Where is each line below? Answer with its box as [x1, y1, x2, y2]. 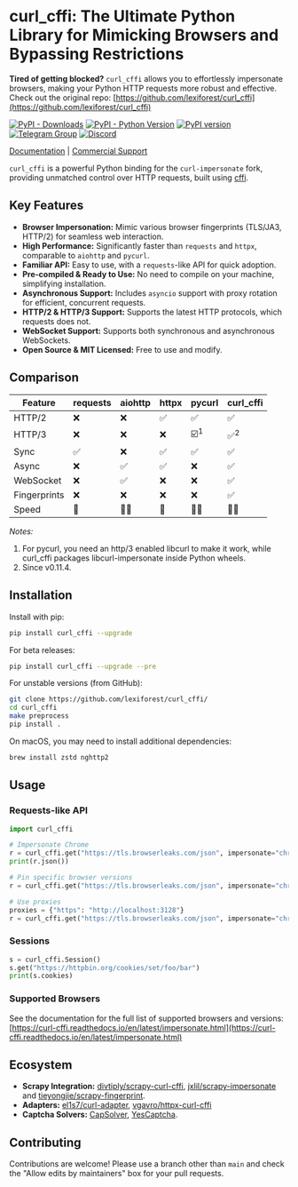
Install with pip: [9, 611, 65, 622]
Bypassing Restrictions [9, 44, 184, 64]
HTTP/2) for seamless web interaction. [21, 231, 164, 242]
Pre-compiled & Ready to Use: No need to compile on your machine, [21, 268, 275, 279]
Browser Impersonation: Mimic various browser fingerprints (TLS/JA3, [21, 221, 282, 232]
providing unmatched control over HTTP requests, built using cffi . [9, 171, 249, 183]
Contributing [9, 1135, 82, 1150]
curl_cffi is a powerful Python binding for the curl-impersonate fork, [9, 163, 263, 173]
